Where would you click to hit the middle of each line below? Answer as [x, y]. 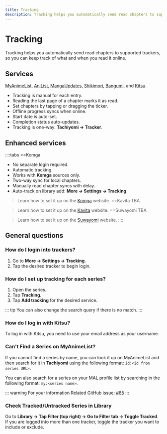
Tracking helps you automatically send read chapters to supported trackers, [83, 53]
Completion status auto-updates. [46, 122]
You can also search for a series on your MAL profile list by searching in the [83, 378]
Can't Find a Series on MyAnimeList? [50, 347]
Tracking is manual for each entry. [47, 96]
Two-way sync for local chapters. [46, 180]
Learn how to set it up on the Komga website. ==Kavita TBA [79, 201]
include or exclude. [25, 427]
